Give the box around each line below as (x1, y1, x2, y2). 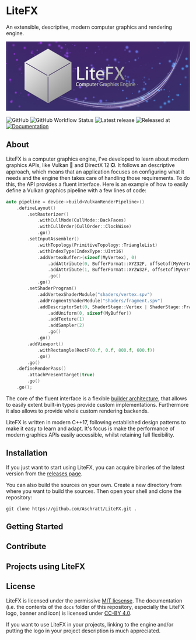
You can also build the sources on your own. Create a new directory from (6, 481, 182, 488)
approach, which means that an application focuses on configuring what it (6, 168, 185, 175)
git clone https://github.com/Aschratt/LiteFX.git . (6, 506, 137, 512)
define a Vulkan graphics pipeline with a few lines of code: (6, 186, 147, 194)
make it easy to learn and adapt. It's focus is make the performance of (6, 425, 175, 432)
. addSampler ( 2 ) (47, 322, 85, 329)
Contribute (6, 542, 47, 552)
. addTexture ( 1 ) (47, 316, 85, 322)
